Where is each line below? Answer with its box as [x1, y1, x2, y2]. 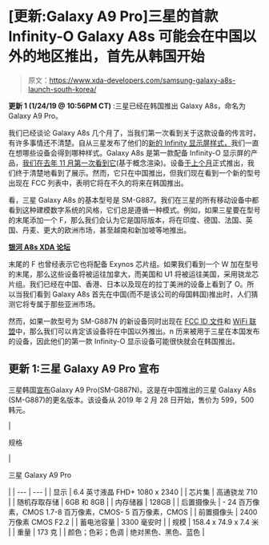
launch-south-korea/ [27, 84, 97, 94]
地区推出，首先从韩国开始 [36, 47, 206, 66]
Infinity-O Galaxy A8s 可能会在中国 [8, 27, 243, 46]
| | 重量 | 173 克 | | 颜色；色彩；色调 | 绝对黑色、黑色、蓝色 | [8, 527, 205, 537]
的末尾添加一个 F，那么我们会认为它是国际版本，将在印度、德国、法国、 [8, 215, 247, 224]
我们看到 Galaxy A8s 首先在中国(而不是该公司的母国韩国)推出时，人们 [22, 289, 251, 299]
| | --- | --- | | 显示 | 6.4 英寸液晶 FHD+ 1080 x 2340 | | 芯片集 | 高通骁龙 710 [8, 486, 258, 497]
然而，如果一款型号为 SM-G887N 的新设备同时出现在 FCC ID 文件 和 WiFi [8, 316, 248, 325]
